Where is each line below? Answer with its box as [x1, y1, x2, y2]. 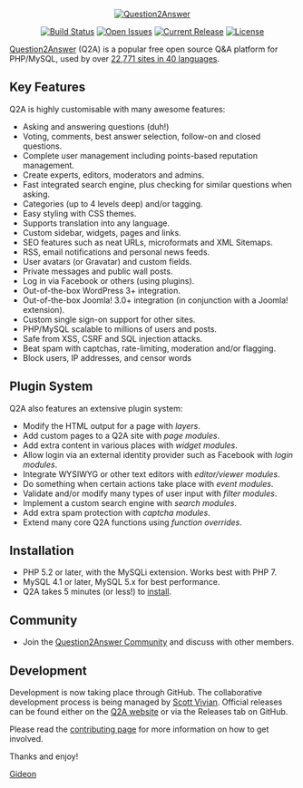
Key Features [9, 80, 86, 95]
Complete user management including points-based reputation [22, 150, 259, 161]
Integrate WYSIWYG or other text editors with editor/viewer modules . [22, 468, 280, 480]
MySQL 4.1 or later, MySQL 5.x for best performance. [22, 577, 220, 588]
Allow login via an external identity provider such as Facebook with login [22, 449, 293, 460]
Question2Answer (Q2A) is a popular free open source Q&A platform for [9, 44, 279, 54]
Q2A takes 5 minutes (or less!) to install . [22, 586, 172, 598]
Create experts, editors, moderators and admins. [22, 169, 205, 180]
